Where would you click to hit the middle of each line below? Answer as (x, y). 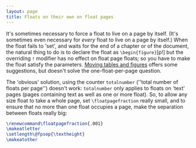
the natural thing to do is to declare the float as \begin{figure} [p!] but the (95, 52)
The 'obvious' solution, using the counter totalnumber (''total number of (92, 82)
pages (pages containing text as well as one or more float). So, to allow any (97, 94)
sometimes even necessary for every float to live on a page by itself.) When (97, 40)
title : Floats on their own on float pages (60, 17)
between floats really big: (37, 113)
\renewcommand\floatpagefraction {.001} (55, 124)
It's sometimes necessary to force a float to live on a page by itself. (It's (92, 33)
